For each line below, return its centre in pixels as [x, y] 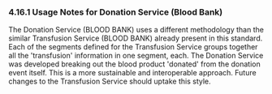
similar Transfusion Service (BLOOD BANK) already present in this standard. [136, 38]
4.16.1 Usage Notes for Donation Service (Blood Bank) [116, 12]
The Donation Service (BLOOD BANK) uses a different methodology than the [136, 30]
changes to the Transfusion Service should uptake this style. [110, 81]
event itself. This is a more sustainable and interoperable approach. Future [133, 73]
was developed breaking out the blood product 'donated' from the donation [135, 64]
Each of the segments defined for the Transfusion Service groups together [133, 47]
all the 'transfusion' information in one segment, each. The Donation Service [136, 56]
